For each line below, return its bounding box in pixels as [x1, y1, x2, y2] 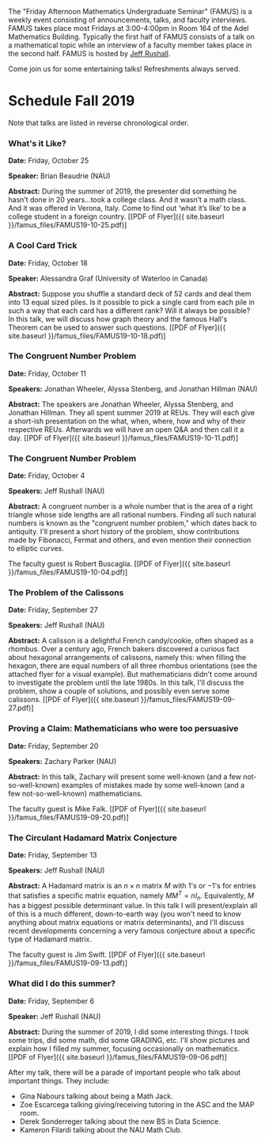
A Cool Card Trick [8, 240, 78, 251]
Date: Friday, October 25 [8, 156, 89, 166]
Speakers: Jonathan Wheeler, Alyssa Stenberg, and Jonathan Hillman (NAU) [8, 384, 258, 393]
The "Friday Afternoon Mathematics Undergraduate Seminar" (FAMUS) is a [8, 7, 252, 16]
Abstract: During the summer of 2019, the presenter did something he [8, 186, 237, 197]
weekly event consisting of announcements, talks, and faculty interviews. [8, 15, 248, 25]
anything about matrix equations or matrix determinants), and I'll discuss [8, 918, 244, 927]
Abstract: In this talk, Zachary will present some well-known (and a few [8, 772, 241, 781]
